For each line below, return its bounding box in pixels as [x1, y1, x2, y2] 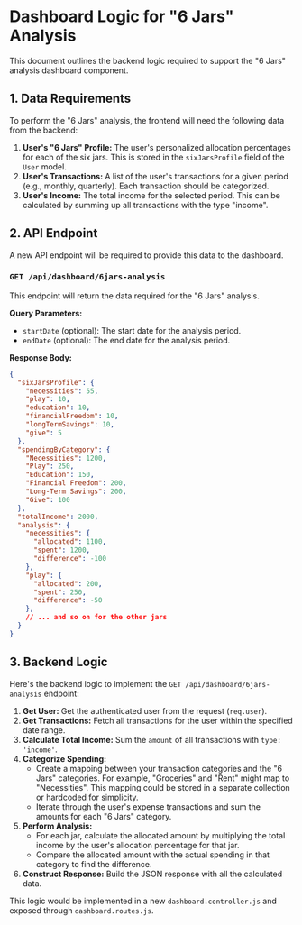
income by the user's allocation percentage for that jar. [35, 839, 240, 850]
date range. [22, 724, 66, 736]
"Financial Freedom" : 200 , [25, 479, 127, 488]
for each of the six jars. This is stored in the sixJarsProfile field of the [22, 151, 285, 162]
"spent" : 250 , [32, 588, 87, 597]
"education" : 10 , [25, 403, 91, 412]
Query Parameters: [9, 307, 83, 318]
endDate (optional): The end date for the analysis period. [22, 334, 231, 345]
